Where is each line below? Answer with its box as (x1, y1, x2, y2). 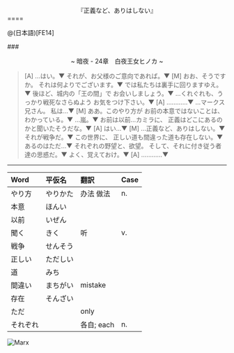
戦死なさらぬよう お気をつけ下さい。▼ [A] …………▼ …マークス (42, 98, 225, 106)
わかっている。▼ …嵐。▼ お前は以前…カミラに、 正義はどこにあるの (24, 115, 223, 124)
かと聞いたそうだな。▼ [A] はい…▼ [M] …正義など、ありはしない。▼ (24, 124, 226, 132)
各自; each (80, 320, 115, 329)
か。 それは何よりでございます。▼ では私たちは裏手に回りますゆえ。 (24, 80, 223, 89)
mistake (80, 280, 107, 289)
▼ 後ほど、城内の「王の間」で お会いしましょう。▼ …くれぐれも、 (24, 89, 218, 97)
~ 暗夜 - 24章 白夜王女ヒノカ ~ (70, 57, 164, 65)
